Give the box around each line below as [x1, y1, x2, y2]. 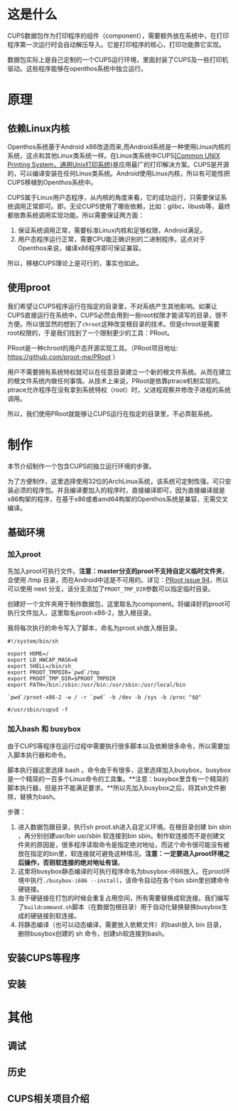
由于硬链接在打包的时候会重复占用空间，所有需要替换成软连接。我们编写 [17, 893, 229, 902]
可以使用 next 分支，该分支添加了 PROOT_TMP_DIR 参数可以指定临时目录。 [7, 584, 215, 594]
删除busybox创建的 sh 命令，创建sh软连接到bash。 [17, 929, 168, 938]
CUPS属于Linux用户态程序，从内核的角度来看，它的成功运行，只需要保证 [7, 193, 222, 201]
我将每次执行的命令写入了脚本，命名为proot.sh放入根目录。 [7, 623, 181, 633]
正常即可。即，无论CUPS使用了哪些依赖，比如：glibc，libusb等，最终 [26, 202, 231, 210]
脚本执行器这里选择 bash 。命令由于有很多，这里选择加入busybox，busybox [7, 766, 232, 774]
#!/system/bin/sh [7, 638, 59, 645]
